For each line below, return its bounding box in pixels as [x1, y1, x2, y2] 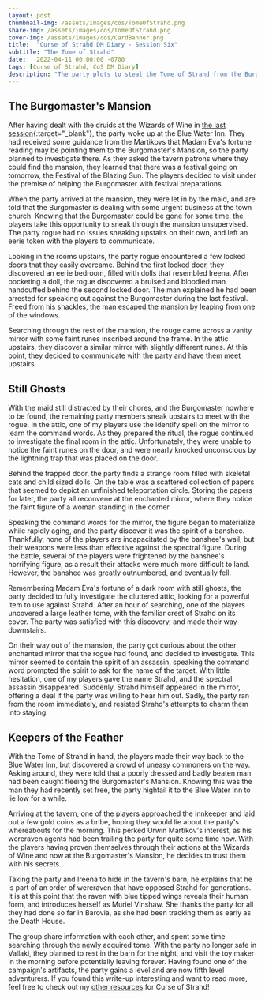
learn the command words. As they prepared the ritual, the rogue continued [8, 428, 254, 438]
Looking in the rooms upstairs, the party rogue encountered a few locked [8, 252, 246, 261]
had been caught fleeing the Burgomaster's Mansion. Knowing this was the [8, 777, 252, 787]
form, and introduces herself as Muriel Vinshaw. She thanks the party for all [8, 899, 254, 909]
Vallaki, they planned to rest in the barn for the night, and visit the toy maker [8, 948, 255, 958]
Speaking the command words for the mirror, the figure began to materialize [8, 518, 256, 528]
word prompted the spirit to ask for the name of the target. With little [8, 666, 230, 675]
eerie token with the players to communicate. [8, 236, 155, 246]
